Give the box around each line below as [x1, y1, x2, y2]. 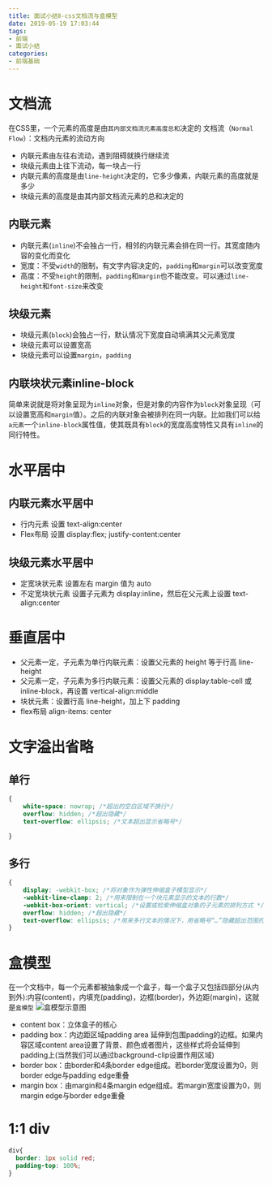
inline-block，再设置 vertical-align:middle [19, 686, 159, 695]
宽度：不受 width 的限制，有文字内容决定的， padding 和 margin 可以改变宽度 [19, 261, 263, 270]
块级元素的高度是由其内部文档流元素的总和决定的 [19, 191, 184, 201]
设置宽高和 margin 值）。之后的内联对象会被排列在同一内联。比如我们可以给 [15, 409, 261, 419]
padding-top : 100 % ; [15, 1161, 82, 1170]
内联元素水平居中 [8, 496, 94, 510]
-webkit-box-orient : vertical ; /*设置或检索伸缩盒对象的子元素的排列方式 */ [23, 901, 265, 910]
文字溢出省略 [8, 738, 95, 756]
